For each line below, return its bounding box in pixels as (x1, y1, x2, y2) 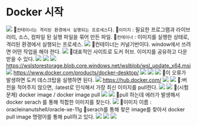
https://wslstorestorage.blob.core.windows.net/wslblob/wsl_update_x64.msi (6, 62, 191, 69)
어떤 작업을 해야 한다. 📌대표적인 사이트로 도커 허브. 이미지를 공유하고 (12, 48, 176, 55)
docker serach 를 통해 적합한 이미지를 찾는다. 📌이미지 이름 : (6, 98, 152, 105)
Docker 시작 (6, 5, 64, 19)
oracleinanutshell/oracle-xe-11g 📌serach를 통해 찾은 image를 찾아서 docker (6, 105, 185, 112)
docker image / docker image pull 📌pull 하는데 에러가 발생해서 (18, 91, 181, 98)
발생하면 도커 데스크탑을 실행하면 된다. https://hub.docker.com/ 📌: (6, 76, 182, 83)
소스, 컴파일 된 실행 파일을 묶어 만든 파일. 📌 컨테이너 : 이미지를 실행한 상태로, (18, 33, 189, 40)
